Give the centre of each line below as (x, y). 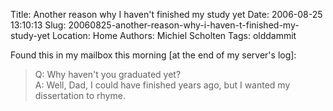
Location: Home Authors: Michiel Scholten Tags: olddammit (174, 35)
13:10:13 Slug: (38, 25)
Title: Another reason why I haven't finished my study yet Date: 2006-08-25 (166, 14)
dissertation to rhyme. (80, 95)
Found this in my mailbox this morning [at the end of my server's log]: (153, 55)
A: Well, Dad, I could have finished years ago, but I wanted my (162, 85)
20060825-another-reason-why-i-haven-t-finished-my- (184, 25)
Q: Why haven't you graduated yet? (108, 74)
